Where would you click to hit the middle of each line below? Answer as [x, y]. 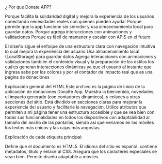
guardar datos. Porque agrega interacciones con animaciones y [68, 32]
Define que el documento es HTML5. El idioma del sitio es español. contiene [81, 146]
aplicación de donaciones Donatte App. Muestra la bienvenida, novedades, [80, 92]
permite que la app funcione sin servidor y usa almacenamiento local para [79, 27]
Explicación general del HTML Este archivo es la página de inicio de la [75, 86]
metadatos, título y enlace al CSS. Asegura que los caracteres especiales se [81, 151]
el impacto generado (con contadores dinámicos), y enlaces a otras [73, 97]
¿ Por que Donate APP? [28, 7]
